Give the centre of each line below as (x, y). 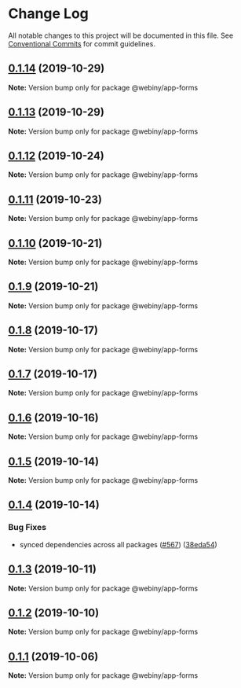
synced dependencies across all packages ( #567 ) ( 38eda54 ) (118, 544)
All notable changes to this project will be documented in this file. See (121, 35)
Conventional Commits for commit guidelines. (82, 43)
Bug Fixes (27, 528)
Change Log (48, 14)
